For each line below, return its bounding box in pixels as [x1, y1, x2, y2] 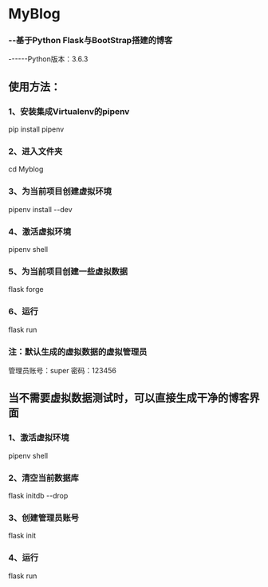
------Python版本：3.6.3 [8, 54, 89, 64]
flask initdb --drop [8, 490, 69, 500]
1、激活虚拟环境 [8, 432, 69, 443]
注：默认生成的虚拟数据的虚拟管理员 [8, 346, 148, 357]
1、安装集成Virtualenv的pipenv [8, 105, 130, 116]
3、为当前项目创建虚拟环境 [8, 186, 112, 197]
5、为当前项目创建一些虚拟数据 [8, 266, 128, 277]
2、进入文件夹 [8, 146, 63, 157]
